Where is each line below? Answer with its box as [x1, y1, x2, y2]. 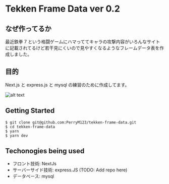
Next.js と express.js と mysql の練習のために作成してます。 [5, 82, 130, 88]
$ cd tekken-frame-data [5, 124, 55, 129]
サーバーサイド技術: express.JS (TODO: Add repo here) [12, 167, 128, 173]
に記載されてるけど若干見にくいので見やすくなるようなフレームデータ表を [5, 45, 160, 51]
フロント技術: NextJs [12, 161, 57, 167]
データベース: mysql [12, 173, 54, 179]
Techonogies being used [5, 147, 85, 155]
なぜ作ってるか [5, 24, 51, 33]
